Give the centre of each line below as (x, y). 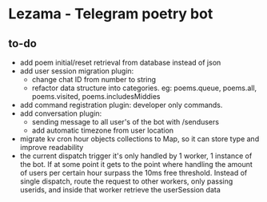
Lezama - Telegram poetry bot (111, 14)
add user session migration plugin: (77, 71)
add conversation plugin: (61, 113)
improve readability (52, 147)
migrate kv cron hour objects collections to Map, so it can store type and (139, 139)
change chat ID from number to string (94, 79)
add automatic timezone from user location (103, 130)
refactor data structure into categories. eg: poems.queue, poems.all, (144, 88)
